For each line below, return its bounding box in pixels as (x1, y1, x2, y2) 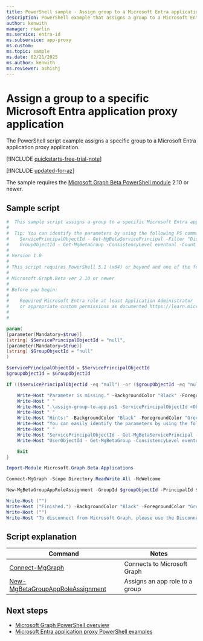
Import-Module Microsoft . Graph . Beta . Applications (6, 465, 134, 471)
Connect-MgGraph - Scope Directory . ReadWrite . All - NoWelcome (6, 476, 161, 482)
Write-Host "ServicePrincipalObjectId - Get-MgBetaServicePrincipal (17, 432, 193, 438)
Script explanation (6, 531, 77, 542)
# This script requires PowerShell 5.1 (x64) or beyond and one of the (6, 264, 190, 270)
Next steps (6, 605, 48, 616)
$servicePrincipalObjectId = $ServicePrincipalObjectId (6, 365, 150, 371)
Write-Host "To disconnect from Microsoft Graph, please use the (6, 515, 174, 521)
